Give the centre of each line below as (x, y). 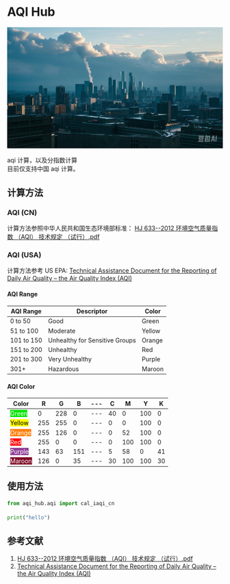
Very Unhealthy (70, 359)
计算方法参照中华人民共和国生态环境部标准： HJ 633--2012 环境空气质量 (110, 228)
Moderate (62, 331)
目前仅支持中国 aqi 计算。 (43, 169)
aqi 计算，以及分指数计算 (42, 160)
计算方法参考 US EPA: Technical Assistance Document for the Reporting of (112, 270)
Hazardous (63, 369)
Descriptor (92, 312)
